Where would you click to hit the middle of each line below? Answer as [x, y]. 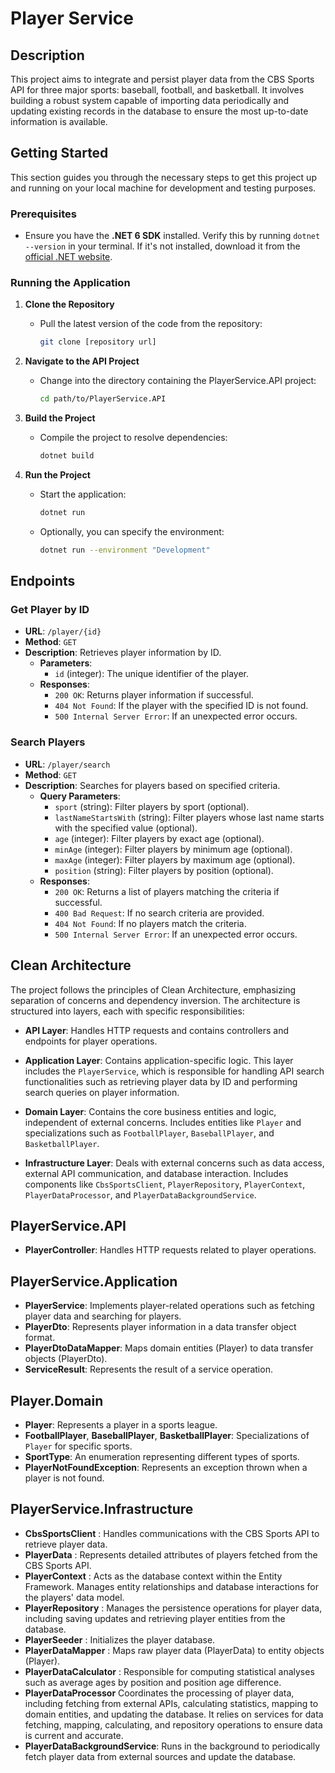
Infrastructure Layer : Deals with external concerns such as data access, [174, 1163]
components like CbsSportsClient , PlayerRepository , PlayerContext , [165, 1184]
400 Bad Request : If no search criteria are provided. [159, 913]
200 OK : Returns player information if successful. [154, 695]
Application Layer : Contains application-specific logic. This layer [159, 1060]
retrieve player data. [66, 1544]
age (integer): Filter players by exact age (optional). [159, 838]
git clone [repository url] [98, 342]
